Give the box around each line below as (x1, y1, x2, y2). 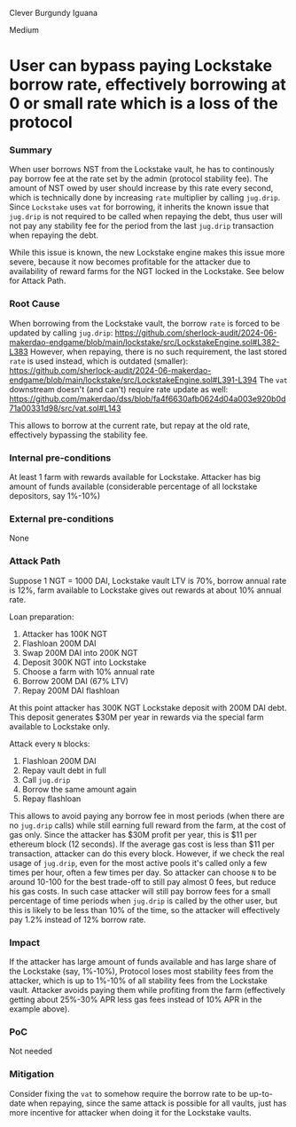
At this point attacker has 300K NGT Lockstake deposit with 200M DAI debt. (9, 702, 287, 713)
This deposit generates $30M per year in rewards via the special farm (9, 712, 264, 722)
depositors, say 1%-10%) (9, 491, 101, 501)
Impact (9, 936, 41, 949)
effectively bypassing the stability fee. (9, 430, 148, 440)
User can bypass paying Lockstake (9, 56, 273, 76)
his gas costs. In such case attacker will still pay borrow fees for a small (9, 886, 271, 896)
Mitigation (9, 1068, 55, 1081)
